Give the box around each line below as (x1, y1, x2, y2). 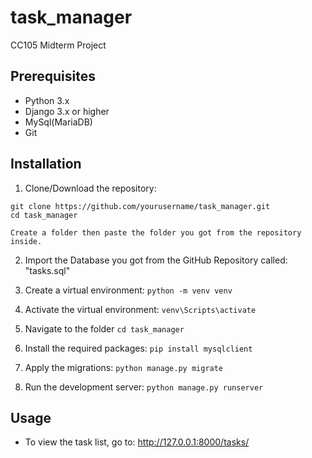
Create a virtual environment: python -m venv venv (24, 284, 233, 296)
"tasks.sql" (24, 264, 71, 276)
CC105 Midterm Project (10, 39, 107, 51)
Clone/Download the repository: (24, 182, 157, 194)
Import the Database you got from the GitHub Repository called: (24, 254, 288, 266)
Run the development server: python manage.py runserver (24, 381, 264, 393)
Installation (10, 156, 82, 173)
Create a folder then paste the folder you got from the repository (10, 227, 302, 238)
